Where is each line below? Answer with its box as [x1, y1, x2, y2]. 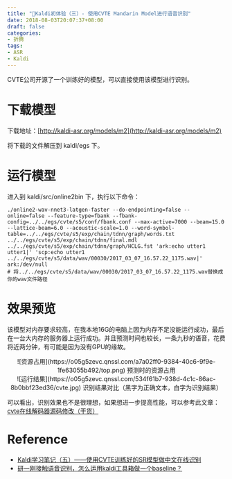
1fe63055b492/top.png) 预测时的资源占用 [57, 366, 176, 374]
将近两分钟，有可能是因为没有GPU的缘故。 [7, 342, 130, 351]
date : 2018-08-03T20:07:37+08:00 [7, 17, 104, 24]
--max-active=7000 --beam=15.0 [134, 218, 225, 226]
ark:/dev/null [7, 261, 48, 268]
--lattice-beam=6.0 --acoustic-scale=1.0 [7, 224, 129, 231]
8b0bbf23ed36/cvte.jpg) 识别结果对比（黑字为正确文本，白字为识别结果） [10, 383, 223, 392]
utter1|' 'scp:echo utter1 [7, 249, 85, 255]
